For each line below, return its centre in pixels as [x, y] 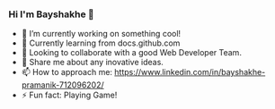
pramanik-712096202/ [62, 85]
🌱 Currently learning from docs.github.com [101, 43]
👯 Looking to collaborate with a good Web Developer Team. [131, 53]
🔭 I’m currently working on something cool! [101, 34]
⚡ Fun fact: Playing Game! [69, 95]
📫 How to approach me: [67, 72]
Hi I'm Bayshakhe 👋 [52, 14]
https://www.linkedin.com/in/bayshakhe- [190, 72]
